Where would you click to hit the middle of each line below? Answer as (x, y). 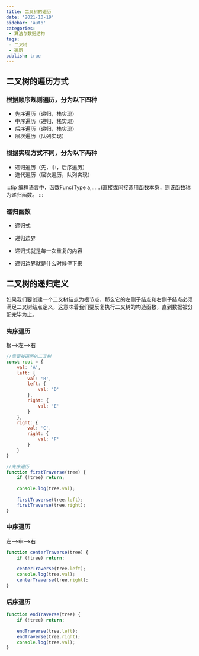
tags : (13, 39)
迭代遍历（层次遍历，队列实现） (54, 174)
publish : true (24, 56)
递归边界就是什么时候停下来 (49, 263)
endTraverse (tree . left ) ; (47, 631)
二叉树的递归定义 (37, 284)
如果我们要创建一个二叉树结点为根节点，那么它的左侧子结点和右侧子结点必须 (99, 299)
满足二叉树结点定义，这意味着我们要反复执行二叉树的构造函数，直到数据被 (97, 307)
